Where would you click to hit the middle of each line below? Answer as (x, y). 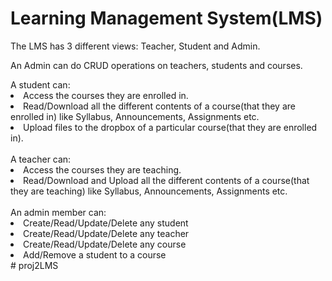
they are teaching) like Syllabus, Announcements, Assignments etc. (149, 191)
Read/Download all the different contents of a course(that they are (159, 106)
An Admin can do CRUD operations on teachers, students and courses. (156, 65)
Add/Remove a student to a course (95, 254)
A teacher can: (41, 159)
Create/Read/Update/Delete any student (106, 223)
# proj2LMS (34, 265)
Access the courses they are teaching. (102, 169)
